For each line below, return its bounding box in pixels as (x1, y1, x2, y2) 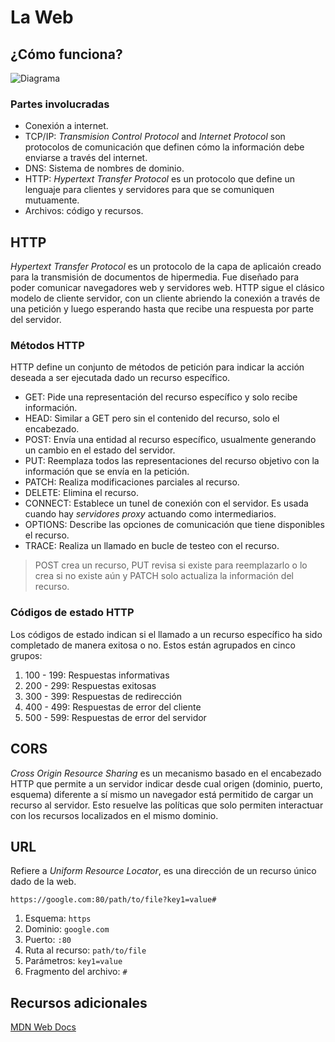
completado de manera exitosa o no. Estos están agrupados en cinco (10, 639, 296, 651)
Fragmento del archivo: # (24, 966, 128, 978)
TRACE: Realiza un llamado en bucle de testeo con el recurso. (24, 540, 280, 552)
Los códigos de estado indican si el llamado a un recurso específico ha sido (10, 628, 323, 640)
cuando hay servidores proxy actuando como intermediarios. (24, 508, 277, 520)
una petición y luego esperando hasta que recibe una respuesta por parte (10, 303, 315, 315)
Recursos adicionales (10, 994, 148, 1011)
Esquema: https (24, 912, 92, 925)
